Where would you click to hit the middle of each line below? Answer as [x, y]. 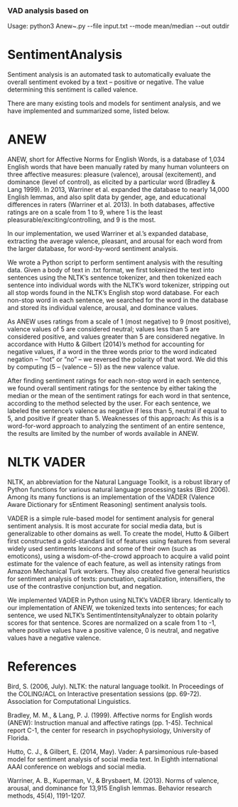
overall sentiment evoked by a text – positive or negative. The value [106, 82]
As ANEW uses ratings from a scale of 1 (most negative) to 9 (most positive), [119, 321]
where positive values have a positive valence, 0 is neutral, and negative [113, 631]
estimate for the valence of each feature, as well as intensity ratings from [114, 564]
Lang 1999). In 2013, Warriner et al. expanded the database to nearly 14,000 [118, 190]
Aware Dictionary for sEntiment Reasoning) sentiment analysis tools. [107, 505]
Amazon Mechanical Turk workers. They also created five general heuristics [119, 572]
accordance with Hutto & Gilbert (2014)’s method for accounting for [106, 344]
